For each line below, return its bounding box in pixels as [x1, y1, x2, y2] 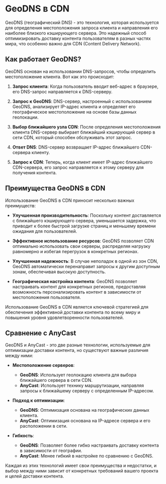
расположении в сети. [19, 423, 68, 429]
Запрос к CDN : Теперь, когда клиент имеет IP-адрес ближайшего [12, 159, 153, 165]
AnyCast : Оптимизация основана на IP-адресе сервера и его [19, 418, 151, 424]
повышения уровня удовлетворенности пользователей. [5, 315, 124, 321]
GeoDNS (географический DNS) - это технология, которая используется [5, 19, 159, 25]
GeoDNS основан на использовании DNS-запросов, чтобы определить [5, 68, 156, 74]
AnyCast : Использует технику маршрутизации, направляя [19, 382, 144, 389]
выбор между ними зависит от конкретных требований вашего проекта [5, 468, 159, 474]
